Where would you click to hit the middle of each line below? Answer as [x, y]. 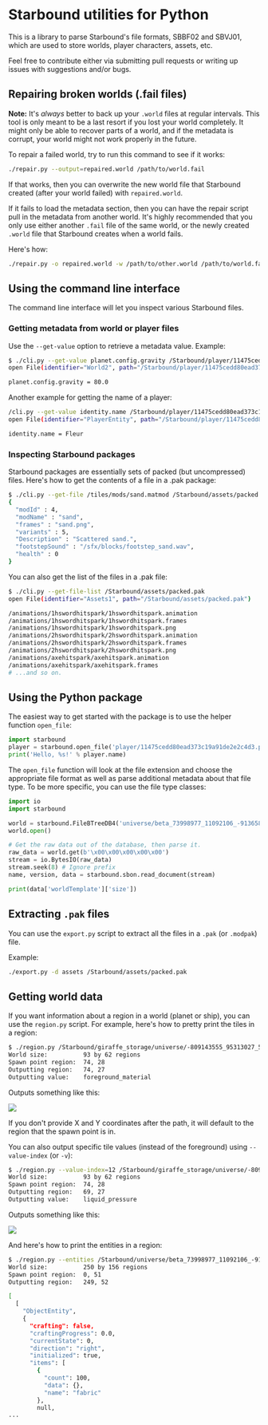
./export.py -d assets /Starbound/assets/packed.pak [98, 972]
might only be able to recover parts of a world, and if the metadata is [121, 130]
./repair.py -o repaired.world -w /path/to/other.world [103, 264]
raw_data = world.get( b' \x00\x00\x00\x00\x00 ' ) [89, 853]
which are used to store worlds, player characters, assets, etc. [110, 45]
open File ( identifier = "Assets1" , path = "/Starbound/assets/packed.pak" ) [130, 599]
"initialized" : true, [65, 1356]
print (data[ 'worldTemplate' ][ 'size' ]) [73, 889]
